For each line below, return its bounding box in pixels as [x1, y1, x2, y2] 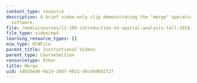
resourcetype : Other [6, 57, 57, 63]
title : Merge [6, 63, 38, 69]
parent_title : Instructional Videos [6, 47, 96, 53]
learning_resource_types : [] [6, 36, 77, 41]
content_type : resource [6, 8, 64, 15]
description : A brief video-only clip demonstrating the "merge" [6, 14, 169, 20]
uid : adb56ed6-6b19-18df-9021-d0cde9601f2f [6, 68, 114, 74]
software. [11, 19, 35, 25]
